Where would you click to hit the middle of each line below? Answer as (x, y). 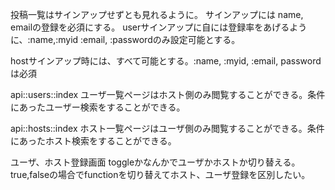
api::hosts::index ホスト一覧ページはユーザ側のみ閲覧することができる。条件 (167, 128)
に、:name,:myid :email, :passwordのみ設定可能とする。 (125, 39)
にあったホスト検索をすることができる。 (93, 141)
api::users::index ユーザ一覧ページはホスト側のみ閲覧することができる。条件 (168, 94)
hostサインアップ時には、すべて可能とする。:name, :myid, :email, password (166, 61)
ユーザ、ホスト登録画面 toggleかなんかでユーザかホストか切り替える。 (155, 162)
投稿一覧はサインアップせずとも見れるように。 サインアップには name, (157, 14)
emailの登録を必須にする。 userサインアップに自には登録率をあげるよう (159, 27)
